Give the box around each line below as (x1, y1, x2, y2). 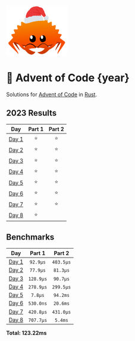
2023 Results (6, 108, 57, 118)
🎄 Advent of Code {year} (6, 71, 130, 85)
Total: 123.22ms (6, 330, 47, 337)
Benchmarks (6, 232, 55, 242)
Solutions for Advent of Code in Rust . (6, 91, 97, 98)
